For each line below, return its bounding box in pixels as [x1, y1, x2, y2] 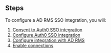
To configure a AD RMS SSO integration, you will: [5, 17, 106, 23]
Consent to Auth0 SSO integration [12, 27, 82, 33]
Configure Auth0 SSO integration [12, 32, 81, 38]
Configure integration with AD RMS [12, 37, 85, 43]
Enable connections [12, 42, 53, 49]
